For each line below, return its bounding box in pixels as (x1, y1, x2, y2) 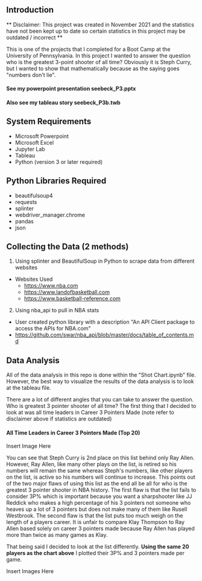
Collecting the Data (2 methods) (6, 241, 129, 252)
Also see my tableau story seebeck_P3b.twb (6, 99, 121, 106)
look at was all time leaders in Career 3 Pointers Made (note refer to (6, 409, 175, 416)
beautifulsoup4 (14, 192, 53, 199)
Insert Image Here (6, 442, 51, 450)
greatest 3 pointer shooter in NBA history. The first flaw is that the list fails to (6, 487, 197, 494)
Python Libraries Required (6, 176, 107, 186)
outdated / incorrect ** (6, 33, 63, 41)
